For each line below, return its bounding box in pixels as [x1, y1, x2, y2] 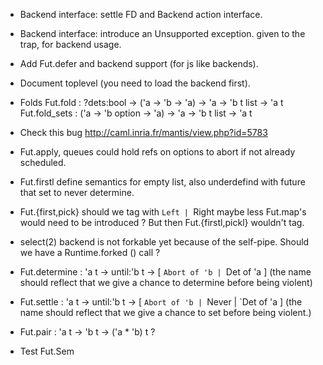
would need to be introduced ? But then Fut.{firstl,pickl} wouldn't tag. [19, 217, 305, 228]
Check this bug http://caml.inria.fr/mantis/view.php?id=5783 [19, 127, 268, 138]
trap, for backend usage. [19, 39, 122, 50]
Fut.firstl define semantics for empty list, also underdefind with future [19, 176, 306, 188]
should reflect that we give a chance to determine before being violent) [19, 277, 313, 288]
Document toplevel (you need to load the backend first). [19, 77, 251, 89]
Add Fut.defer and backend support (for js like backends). [19, 58, 259, 69]
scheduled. [19, 157, 67, 168]
